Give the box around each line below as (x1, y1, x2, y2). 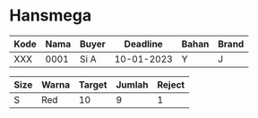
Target (79, 78, 107, 90)
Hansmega (9, 5, 92, 26)
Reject (156, 78, 185, 90)
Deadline (124, 38, 163, 50)
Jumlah (116, 78, 149, 90)
